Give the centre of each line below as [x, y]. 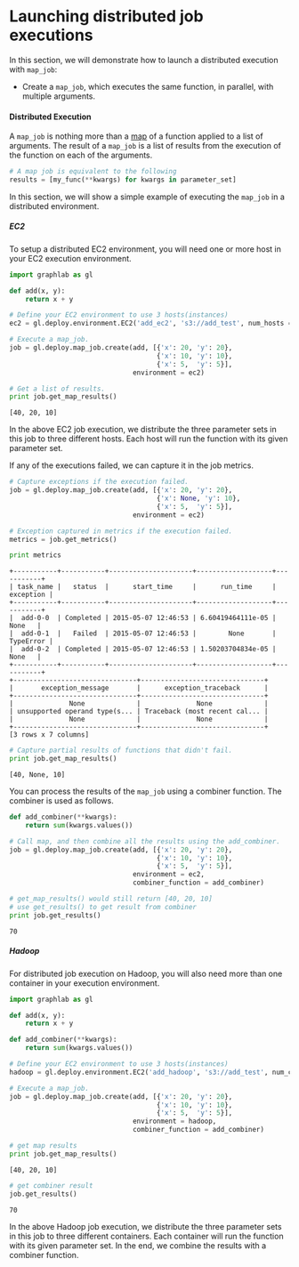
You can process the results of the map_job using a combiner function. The [145, 791]
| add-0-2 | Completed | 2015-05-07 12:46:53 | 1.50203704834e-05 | [143, 650]
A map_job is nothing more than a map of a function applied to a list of [137, 136]
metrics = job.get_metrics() [63, 539]
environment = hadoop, [174, 1122]
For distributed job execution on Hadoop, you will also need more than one [146, 973]
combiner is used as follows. [61, 801]
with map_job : [33, 69]
